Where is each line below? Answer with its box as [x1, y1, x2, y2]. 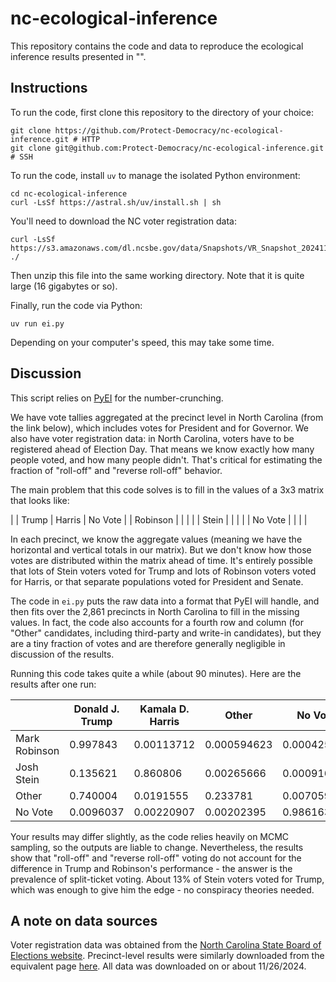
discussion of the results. [10, 648, 115, 660]
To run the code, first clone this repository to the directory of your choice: [10, 106, 314, 118]
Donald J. [73, 702, 120, 716]
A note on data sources [10, 912, 158, 929]
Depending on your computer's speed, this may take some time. [10, 336, 275, 348]
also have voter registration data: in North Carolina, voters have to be [10, 432, 295, 444]
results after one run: [10, 678, 97, 690]
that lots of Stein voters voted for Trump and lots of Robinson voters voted [10, 565, 317, 577]
